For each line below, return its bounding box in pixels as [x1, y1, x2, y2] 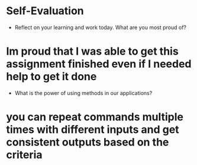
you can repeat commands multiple [6, 110, 183, 124]
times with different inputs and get [6, 123, 179, 137]
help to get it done [6, 70, 97, 84]
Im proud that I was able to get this [6, 45, 179, 58]
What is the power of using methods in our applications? [14, 89, 153, 96]
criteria [6, 148, 43, 161]
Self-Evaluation [6, 4, 84, 18]
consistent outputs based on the [6, 135, 169, 149]
